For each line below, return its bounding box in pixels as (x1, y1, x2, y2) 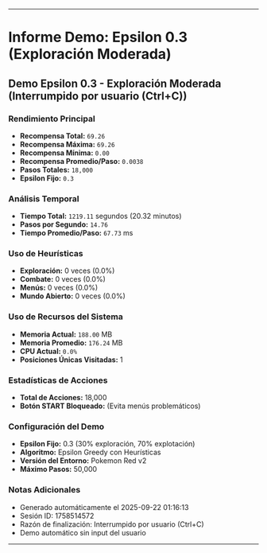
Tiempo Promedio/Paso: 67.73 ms (19, 228, 133, 238)
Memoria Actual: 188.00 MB (19, 329, 113, 339)
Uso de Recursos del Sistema (8, 311, 123, 322)
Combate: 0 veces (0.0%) (19, 275, 106, 284)
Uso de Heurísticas (8, 248, 83, 259)
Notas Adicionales (8, 485, 81, 496)
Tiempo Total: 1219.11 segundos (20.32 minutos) (19, 212, 182, 221)
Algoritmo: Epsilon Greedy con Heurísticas (19, 447, 161, 458)
